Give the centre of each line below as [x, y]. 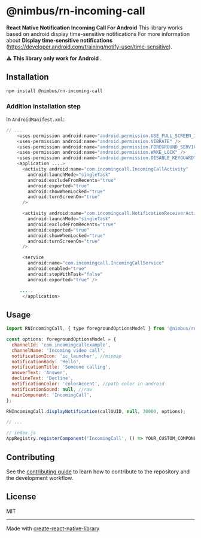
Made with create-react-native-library [53, 528]
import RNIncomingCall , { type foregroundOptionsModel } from [85, 329]
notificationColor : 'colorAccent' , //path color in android [88, 384]
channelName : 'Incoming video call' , [59, 350]
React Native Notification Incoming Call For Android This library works [95, 28]
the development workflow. [40, 478]
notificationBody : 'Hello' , [47, 361]
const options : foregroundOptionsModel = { [61, 339]
